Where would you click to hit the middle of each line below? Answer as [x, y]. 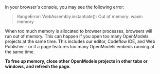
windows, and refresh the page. [38, 66]
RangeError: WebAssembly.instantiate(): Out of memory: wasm [80, 16]
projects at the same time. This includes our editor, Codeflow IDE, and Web [80, 41]
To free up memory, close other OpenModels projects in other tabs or [76, 61]
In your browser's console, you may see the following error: [65, 7]
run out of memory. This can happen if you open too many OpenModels [77, 36]
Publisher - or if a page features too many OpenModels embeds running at [80, 46]
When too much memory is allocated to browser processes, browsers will [79, 31]
